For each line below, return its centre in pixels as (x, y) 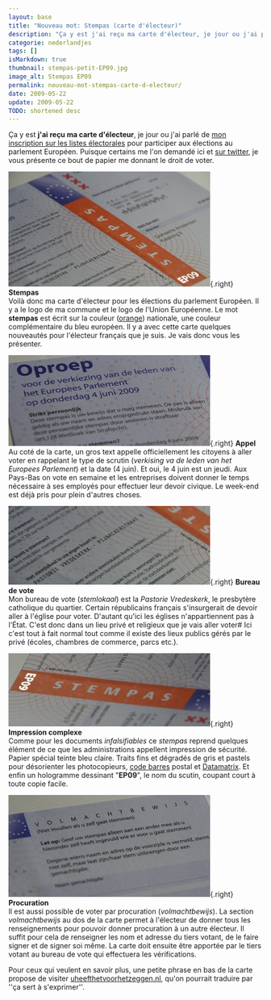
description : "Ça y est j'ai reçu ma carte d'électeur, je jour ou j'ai (133, 34)
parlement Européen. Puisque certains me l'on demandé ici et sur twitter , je (133, 152)
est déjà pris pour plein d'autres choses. (75, 495)
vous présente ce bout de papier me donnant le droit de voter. (111, 161)
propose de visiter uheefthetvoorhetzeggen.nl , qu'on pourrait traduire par (131, 979)
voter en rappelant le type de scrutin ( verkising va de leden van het (120, 461)
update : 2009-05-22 (41, 102)
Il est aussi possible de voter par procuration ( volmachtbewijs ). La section (131, 911)
